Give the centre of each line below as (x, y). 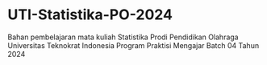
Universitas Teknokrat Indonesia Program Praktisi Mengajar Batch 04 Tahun (133, 45)
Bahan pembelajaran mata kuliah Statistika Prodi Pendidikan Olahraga (123, 37)
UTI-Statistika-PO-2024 (90, 15)
